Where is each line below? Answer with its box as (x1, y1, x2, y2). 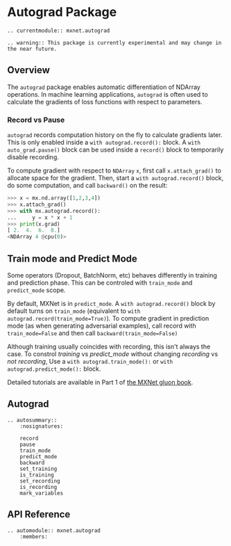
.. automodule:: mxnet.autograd (7, 527, 101, 534)
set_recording (19, 477, 60, 484)
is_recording (19, 483, 58, 490)
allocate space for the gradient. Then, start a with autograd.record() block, (7, 174, 224, 182)
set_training (19, 465, 58, 472)
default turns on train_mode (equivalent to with (7, 307, 141, 315)
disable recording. (7, 153, 59, 161)
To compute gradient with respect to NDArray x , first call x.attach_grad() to (7, 166, 222, 175)
